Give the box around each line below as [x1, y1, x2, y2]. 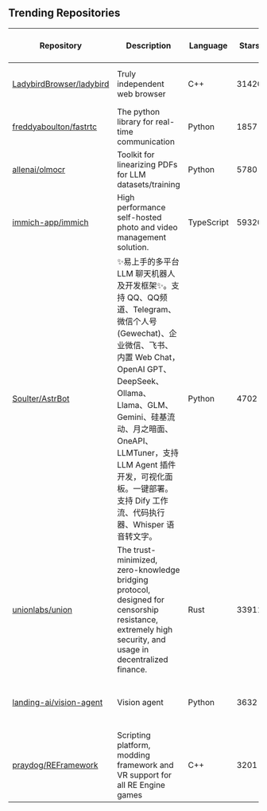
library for [116, 116, 154, 127]
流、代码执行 [116, 507, 165, 518]
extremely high [116, 624, 173, 635]
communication [116, 135, 175, 147]
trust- [133, 544, 157, 555]
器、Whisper [116, 519, 164, 530]
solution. [116, 241, 149, 253]
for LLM [116, 169, 146, 180]
